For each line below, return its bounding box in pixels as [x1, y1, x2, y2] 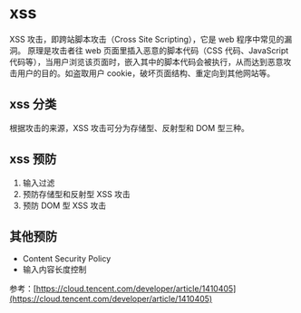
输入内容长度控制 [22, 264, 87, 275]
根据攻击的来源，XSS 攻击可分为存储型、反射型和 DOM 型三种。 [9, 122, 249, 133]
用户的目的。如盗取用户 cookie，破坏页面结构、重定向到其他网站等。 [16, 67, 275, 79]
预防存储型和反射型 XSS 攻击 [22, 188, 131, 199]
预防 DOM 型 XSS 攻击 [22, 200, 107, 211]
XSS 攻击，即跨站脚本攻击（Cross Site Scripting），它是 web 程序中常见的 [9, 33, 285, 44]
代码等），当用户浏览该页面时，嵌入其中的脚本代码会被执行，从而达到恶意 [9, 56, 284, 67]
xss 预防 [9, 152, 57, 167]
